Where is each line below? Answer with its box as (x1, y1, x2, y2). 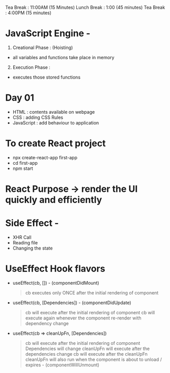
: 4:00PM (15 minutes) (5, 10, 52, 16)
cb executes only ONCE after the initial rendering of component (25, 289, 159, 295)
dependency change (25, 320, 69, 326)
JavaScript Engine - (5, 28, 91, 39)
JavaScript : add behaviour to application (12, 119, 99, 126)
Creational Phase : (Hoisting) (12, 44, 73, 51)
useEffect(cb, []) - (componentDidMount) (12, 280, 99, 286)
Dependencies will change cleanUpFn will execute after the (25, 345, 150, 352)
